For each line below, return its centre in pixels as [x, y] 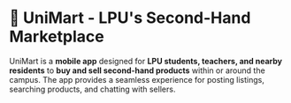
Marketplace [57, 37]
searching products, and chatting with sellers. [92, 89]
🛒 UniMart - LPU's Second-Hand [130, 18]
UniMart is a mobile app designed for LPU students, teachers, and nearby [146, 61]
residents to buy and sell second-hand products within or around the [137, 70]
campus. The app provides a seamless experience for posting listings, [137, 79]
